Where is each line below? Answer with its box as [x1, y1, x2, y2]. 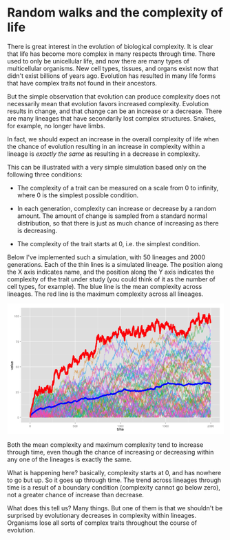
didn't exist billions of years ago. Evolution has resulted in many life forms [7, 71, 216, 80]
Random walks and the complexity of [7, 5, 224, 21]
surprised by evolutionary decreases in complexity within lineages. [7, 512, 197, 520]
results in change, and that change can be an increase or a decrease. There [7, 107, 222, 115]
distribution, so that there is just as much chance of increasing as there [17, 219, 219, 227]
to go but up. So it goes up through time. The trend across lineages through [7, 476, 222, 484]
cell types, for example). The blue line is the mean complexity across [7, 282, 202, 290]
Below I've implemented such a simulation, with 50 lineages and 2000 [7, 253, 206, 261]
